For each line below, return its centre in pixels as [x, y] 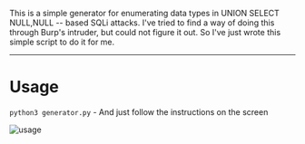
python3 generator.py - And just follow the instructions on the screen [139, 111]
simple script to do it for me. [62, 42]
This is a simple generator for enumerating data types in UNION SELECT [144, 13]
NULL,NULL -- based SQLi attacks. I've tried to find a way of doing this [142, 23]
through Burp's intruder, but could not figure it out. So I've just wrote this [145, 32]
